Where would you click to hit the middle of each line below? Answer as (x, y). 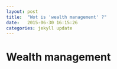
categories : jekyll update (39, 28)
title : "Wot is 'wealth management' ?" (57, 17)
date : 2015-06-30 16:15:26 (42, 22)
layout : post (22, 11)
